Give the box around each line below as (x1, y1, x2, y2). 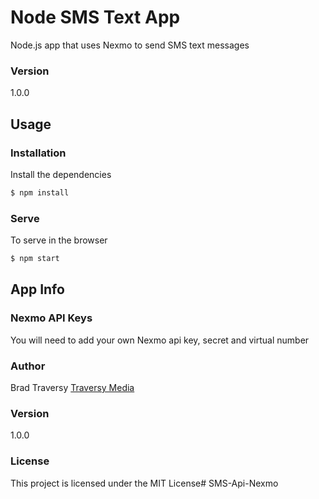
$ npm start (10, 254, 60, 264)
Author (10, 359, 46, 373)
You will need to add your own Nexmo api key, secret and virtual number (10, 334, 310, 346)
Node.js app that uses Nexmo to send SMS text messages (10, 39, 250, 51)
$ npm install (10, 187, 70, 198)
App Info (10, 281, 65, 298)
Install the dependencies (10, 168, 112, 180)
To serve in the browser (10, 234, 108, 246)
